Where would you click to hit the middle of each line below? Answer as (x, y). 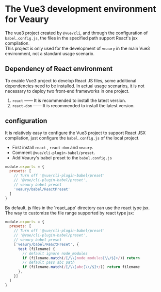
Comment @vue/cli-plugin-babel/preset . (54, 153)
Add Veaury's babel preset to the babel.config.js (62, 157)
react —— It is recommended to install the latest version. (69, 100)
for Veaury (27, 19)
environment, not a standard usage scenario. (50, 53)
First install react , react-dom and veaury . (53, 147)
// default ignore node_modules (55, 253)
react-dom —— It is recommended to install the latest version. (73, 105)
